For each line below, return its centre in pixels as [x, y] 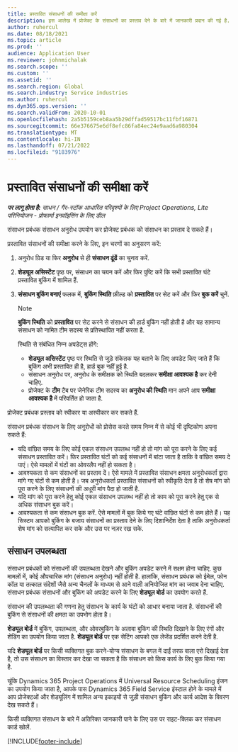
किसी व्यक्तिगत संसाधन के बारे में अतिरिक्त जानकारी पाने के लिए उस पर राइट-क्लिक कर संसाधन [114, 719]
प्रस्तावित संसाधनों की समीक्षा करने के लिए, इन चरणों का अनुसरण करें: [84, 243]
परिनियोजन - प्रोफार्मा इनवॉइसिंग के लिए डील [56, 215]
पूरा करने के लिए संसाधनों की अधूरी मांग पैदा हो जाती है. [79, 488]
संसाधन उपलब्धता [37, 551]
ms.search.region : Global [45, 86]
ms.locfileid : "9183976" [44, 152]
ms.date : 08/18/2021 [38, 34]
